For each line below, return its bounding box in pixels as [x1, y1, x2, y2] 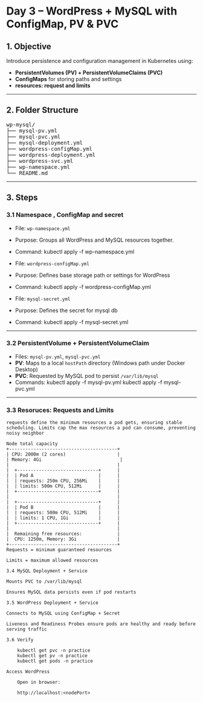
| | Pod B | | [6, 505, 120, 511]
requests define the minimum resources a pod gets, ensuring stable [6, 420, 182, 426]
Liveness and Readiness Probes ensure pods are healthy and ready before [6, 621, 196, 627]
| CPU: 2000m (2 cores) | [6, 451, 120, 458]
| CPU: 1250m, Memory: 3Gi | [6, 536, 120, 543]
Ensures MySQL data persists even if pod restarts [6, 589, 137, 595]
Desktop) [14, 365, 38, 373]
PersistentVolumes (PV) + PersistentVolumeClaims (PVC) [14, 69, 163, 76]
